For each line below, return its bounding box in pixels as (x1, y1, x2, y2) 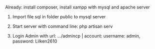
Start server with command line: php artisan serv (12, 23, 113, 29)
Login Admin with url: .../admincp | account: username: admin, (12, 33, 141, 39)
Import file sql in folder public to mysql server (12, 14, 106, 19)
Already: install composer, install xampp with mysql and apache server (5, 4, 151, 10)
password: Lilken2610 (12, 38, 57, 44)
